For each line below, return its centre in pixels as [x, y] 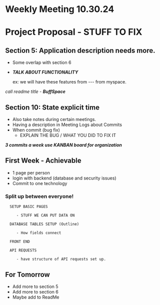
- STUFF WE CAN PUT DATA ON [45, 215]
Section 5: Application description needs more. [80, 50]
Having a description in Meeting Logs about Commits [67, 124]
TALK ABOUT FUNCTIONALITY [45, 72]
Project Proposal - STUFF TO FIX [74, 32]
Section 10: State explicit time [52, 107]
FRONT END [20, 242]
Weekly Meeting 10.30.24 [60, 9]
